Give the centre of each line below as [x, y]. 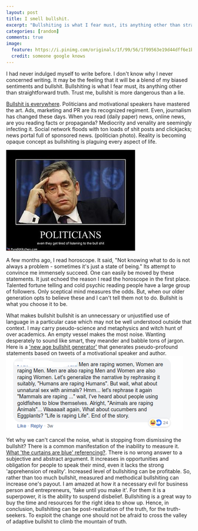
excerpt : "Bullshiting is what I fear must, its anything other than [93, 25]
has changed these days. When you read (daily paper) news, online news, [96, 116]
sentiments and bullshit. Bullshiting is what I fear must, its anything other [94, 86]
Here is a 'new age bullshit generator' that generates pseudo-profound [92, 347]
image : [14, 44]
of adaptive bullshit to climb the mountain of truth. [67, 521]
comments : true [25, 38]
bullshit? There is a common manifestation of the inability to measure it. [93, 446]
